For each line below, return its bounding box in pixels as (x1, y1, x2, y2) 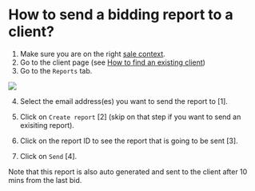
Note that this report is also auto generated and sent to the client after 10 (8, 166, 248, 177)
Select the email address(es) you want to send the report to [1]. (19, 96, 228, 105)
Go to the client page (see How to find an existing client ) (19, 58, 206, 67)
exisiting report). (19, 120, 74, 129)
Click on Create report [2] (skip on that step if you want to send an (19, 112, 241, 121)
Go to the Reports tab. (19, 66, 93, 75)
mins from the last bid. (8, 175, 82, 185)
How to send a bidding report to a (8, 6, 233, 24)
